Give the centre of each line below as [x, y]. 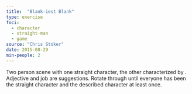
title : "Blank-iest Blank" [40, 11]
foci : [13, 22]
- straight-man [30, 33]
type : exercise [25, 17]
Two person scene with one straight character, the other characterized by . [96, 72]
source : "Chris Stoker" [35, 45]
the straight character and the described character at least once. [84, 84]
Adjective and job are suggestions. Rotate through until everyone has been [96, 78]
